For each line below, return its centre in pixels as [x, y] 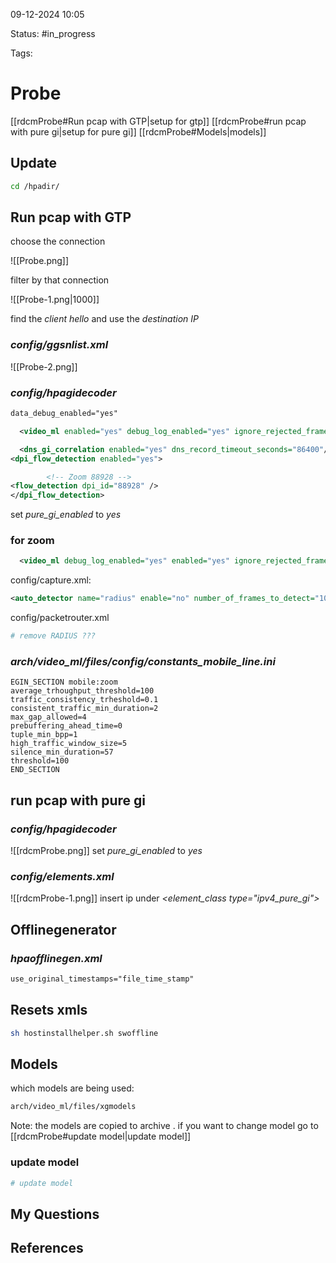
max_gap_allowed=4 [48, 717]
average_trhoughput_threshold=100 [82, 691]
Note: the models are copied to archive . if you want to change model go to [164, 1126]
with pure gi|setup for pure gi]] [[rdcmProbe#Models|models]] [138, 131]
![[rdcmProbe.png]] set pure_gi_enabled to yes [106, 851]
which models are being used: [72, 1088]
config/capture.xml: [51, 580]
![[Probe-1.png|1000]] [55, 300]
